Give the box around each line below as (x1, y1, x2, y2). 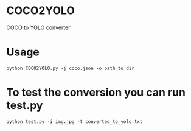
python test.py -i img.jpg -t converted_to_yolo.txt (6, 118, 143, 125)
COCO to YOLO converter (6, 24, 71, 31)
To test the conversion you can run (6, 86, 186, 99)
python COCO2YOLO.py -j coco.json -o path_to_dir (6, 65, 135, 71)
